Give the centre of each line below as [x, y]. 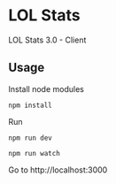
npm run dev [30, 138]
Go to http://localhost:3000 [58, 170]
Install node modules [46, 88]
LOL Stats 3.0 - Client [47, 40]
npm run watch [35, 153]
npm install [30, 105]
